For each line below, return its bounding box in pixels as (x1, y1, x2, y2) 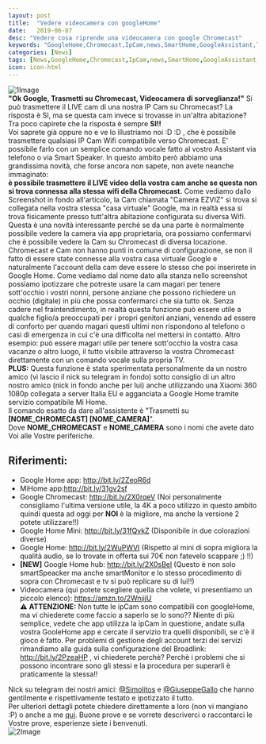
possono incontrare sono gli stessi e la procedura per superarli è (19, 661, 231, 670)
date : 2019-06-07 (8, 26, 73, 34)
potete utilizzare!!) (19, 517, 79, 526)
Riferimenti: (8, 454, 68, 468)
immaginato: (8, 169, 49, 179)
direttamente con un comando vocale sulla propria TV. (8, 355, 185, 364)
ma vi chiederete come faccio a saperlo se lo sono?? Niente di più (19, 610, 235, 619)
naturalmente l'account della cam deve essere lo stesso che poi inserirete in (8, 262, 256, 272)
